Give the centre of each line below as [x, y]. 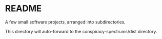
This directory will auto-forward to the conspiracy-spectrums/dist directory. [81, 31]
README [23, 9]
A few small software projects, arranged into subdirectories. [65, 22]
